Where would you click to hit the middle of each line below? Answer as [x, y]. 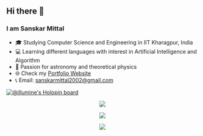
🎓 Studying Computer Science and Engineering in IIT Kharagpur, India [104, 42]
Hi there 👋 [25, 11]
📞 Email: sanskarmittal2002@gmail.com [64, 80]
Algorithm [27, 60]
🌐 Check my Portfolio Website [53, 73]
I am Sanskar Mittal [35, 29]
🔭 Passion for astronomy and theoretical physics [76, 66]
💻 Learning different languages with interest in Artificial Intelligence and [106, 51]
